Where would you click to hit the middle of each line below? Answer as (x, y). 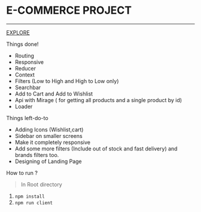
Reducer (25, 68)
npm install (30, 196)
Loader (24, 106)
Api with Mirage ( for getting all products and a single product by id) (98, 100)
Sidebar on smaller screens (48, 136)
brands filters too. (37, 155)
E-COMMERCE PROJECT (69, 10)
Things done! (22, 44)
